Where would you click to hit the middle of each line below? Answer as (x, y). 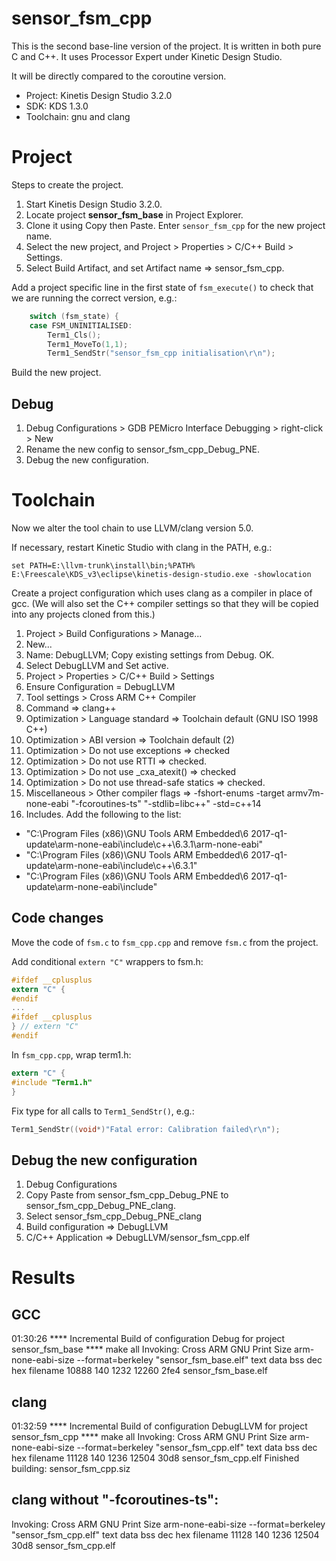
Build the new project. (56, 373)
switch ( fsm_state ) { (74, 316)
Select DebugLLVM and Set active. (97, 665)
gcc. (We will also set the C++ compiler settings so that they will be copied (165, 603)
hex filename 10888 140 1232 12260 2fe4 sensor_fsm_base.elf (139, 1371)
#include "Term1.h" (52, 1082)
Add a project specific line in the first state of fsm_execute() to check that (162, 287)
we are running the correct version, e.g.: (94, 298)
